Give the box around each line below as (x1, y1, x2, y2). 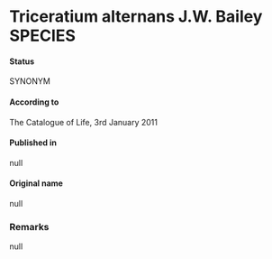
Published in (9, 137, 57, 148)
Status (9, 56, 35, 67)
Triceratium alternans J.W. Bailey (9, 6, 263, 27)
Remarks (9, 220, 50, 233)
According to (9, 97, 59, 107)
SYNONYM (9, 76, 51, 87)
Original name (9, 178, 63, 189)
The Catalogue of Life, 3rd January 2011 (9, 116, 158, 127)
